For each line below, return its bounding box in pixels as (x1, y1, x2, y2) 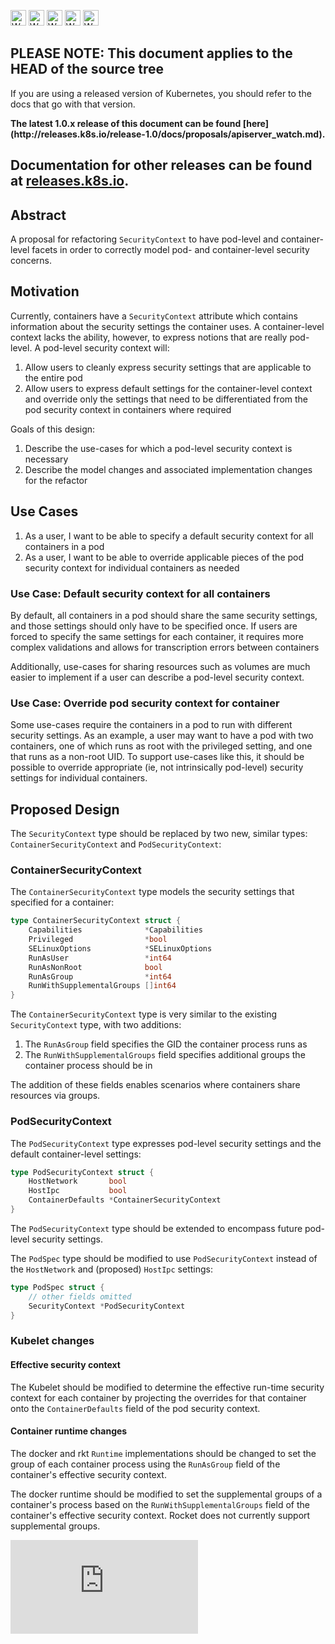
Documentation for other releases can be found (10, 157, 313, 174)
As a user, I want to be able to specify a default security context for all (24, 530, 314, 542)
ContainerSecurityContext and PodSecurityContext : (10, 838, 222, 850)
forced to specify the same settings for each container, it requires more (10, 630, 304, 642)
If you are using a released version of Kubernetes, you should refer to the (10, 87, 312, 99)
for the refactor (24, 474, 88, 486)
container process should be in (24, 1060, 153, 1072)
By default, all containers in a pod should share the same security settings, (10, 609, 318, 621)
